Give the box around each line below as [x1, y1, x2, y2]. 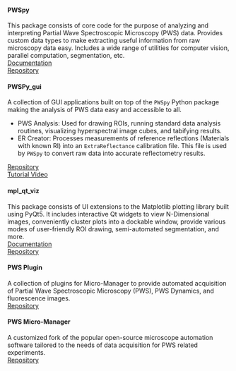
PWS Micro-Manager [7, 317, 71, 326]
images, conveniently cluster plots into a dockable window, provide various [7, 217, 226, 226]
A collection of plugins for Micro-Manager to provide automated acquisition [7, 279, 227, 287]
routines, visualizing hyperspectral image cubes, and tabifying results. [17, 127, 223, 135]
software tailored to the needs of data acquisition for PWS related [7, 341, 198, 349]
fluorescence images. [7, 293, 71, 303]
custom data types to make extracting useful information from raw [7, 36, 201, 45]
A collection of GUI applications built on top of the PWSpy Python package [7, 98, 220, 107]
